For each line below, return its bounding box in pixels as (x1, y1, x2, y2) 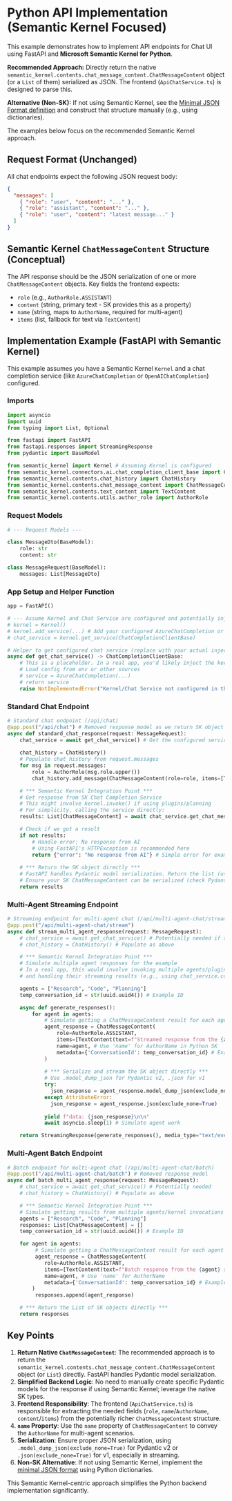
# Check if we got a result (19, 826, 100, 833)
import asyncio (7, 411, 51, 418)
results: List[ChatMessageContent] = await (19, 813, 147, 820)
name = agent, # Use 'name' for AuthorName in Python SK (56, 1043, 217, 1049)
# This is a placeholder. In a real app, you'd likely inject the (19, 659, 215, 667)
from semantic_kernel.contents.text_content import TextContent (7, 488, 196, 495)
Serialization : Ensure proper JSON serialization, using (17, 1436, 171, 1444)
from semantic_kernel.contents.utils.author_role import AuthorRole (7, 494, 209, 501)
